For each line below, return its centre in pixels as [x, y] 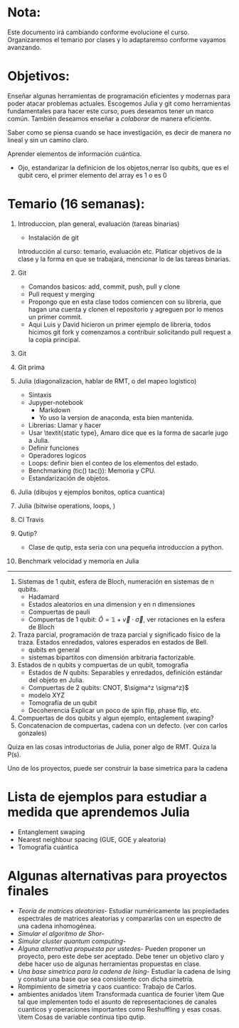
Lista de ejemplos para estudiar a [107, 797]
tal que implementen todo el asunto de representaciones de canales [117, 1002]
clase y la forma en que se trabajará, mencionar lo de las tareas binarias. [124, 259]
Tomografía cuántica [48, 847]
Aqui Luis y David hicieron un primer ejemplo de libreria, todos [119, 324]
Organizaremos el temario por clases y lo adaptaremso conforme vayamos [117, 39]
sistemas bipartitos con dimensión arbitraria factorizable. [112, 657]
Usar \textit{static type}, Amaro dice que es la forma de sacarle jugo [128, 433]
